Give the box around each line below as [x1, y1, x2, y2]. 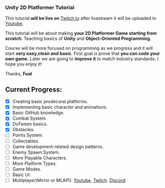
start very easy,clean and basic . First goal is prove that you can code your [5, 50, 160, 56]
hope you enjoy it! [5, 61, 42, 67]
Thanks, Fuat [5, 71, 32, 77]
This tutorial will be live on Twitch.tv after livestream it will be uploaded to [5, 15, 157, 21]
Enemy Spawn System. [12, 149, 60, 155]
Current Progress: [5, 85, 62, 94]
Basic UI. [12, 172, 31, 178]
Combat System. [12, 115, 47, 121]
